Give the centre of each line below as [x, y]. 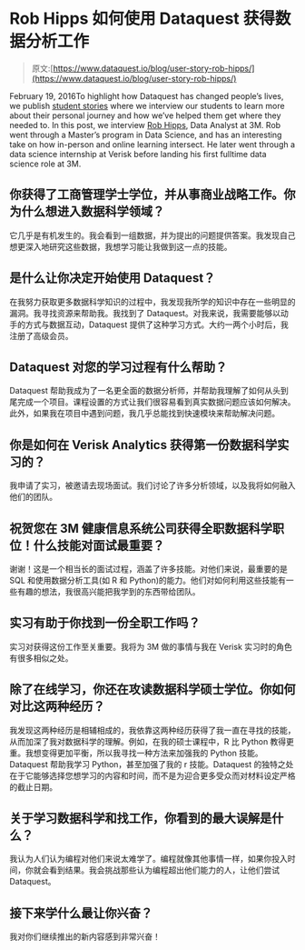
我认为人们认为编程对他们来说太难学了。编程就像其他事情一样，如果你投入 [148, 859]
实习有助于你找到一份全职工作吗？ [105, 623]
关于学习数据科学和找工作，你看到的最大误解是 [141, 819]
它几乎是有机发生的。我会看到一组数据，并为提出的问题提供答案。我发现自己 [152, 235]
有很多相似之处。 [41, 658]
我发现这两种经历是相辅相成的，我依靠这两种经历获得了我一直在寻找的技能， [152, 730]
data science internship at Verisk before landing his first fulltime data [138, 154]
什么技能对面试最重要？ [99, 545]
